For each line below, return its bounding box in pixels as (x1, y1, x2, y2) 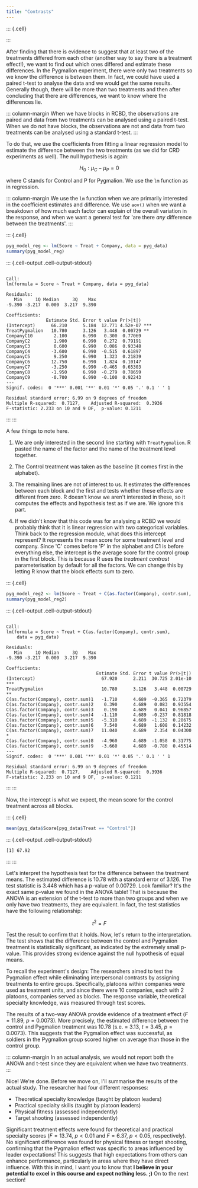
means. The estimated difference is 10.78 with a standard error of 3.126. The (6, 876, 191, 883)
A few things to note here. (6, 427, 69, 435)
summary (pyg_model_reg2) (6, 596, 67, 602)
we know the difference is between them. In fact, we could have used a (6, 73, 180, 80)
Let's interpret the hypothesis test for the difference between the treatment (6, 869, 189, 876)
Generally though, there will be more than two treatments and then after (6, 85, 181, 92)
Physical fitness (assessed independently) (14, 1108, 118, 1115)
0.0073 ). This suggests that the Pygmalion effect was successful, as (6, 1030, 173, 1037)
